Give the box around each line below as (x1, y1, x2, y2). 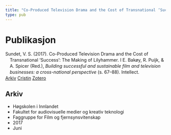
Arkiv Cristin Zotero (5, 75, 46, 81)
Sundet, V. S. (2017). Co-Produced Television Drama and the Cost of (5, 51, 149, 57)
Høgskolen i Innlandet (12, 103, 59, 110)
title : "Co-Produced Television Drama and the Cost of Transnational (5, 7, 156, 13)
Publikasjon (5, 34, 56, 46)
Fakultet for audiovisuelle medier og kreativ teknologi (12, 109, 124, 115)
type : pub (5, 12, 26, 17)
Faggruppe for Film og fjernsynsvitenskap (12, 114, 101, 120)
